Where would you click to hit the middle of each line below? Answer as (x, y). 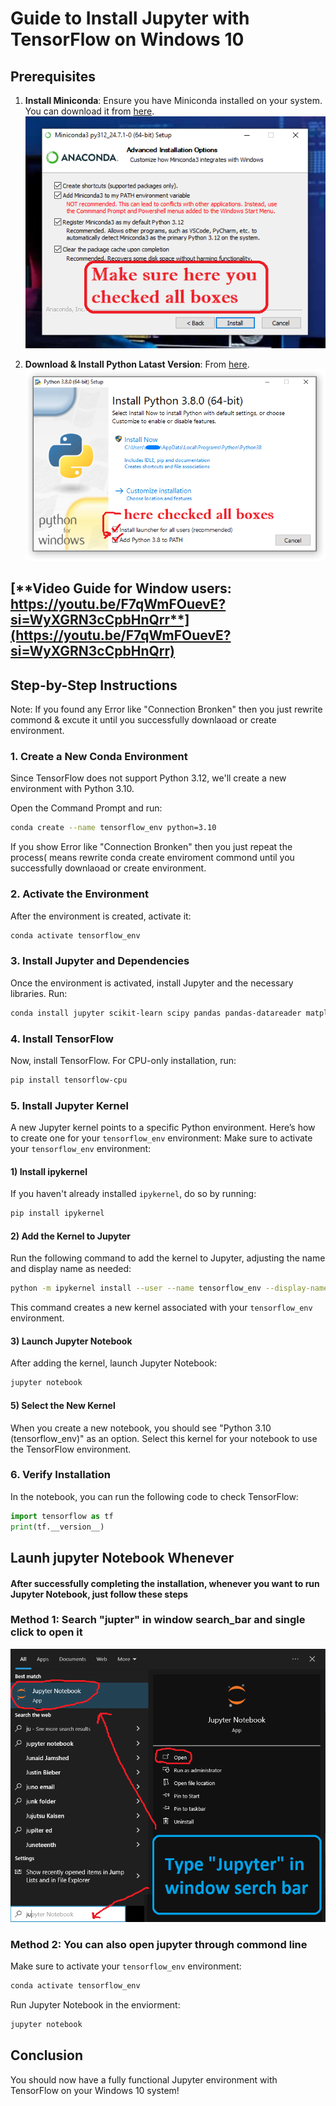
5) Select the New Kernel (63, 1405)
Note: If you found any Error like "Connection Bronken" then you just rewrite (166, 709)
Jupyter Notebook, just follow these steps (99, 1594)
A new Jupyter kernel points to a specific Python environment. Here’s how (163, 1128)
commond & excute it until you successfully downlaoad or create (143, 720)
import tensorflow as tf (62, 1516)
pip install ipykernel (57, 1213)
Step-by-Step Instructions (94, 685)
